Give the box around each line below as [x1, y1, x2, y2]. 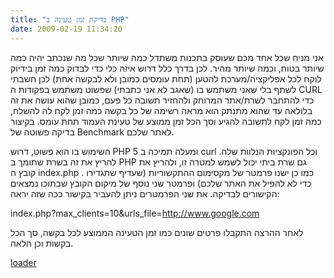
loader [10, 256, 37, 268]
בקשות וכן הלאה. [10, 237, 74, 249]
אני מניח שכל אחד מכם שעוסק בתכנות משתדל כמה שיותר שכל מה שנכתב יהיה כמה [10, 51, 324, 63]
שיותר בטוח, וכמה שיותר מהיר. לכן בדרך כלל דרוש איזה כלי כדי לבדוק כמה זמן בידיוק [10, 62, 325, 74]
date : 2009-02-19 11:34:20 [10, 24, 123, 34]
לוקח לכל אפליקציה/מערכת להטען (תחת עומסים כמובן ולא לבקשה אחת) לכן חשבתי [10, 72, 322, 85]
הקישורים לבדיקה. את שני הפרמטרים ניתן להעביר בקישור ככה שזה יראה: [10, 187, 280, 200]
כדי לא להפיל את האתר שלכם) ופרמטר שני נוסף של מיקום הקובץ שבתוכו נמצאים [10, 177, 312, 189]
